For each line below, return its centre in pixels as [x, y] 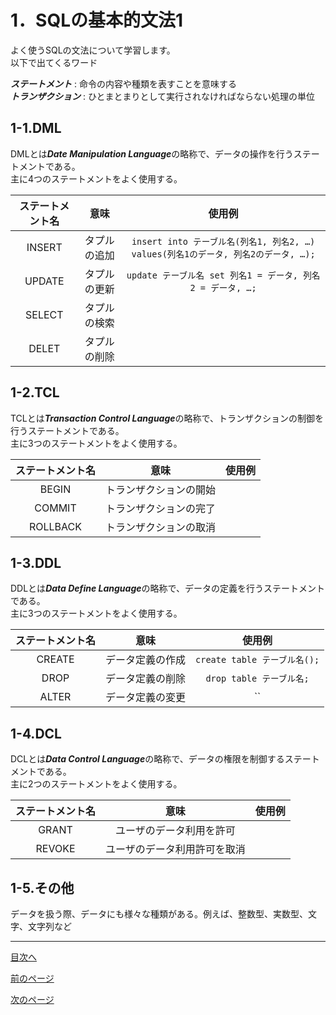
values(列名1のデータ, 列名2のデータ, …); [223, 254]
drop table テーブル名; [257, 679]
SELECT [44, 314]
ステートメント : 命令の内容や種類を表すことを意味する [123, 83]
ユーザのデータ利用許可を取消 [175, 849]
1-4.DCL [36, 733]
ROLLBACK [55, 526]
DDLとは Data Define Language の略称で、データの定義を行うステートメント [167, 588]
